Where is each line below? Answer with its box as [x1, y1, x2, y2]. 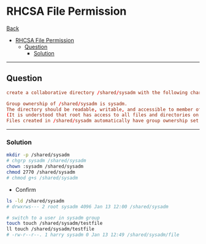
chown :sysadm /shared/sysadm [6, 163, 84, 170]
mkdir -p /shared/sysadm [6, 152, 70, 158]
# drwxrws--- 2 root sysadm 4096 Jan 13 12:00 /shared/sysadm [6, 203, 169, 210]
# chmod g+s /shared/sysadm [6, 175, 78, 181]
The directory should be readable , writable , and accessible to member [6, 106, 194, 112]
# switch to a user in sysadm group [6, 214, 100, 221]
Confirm [15, 186, 37, 193]
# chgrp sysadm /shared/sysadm [6, 158, 86, 164]
